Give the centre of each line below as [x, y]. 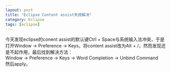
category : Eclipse [25, 19]
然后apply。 [18, 64]
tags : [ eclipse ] [23, 24]
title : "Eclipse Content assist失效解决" [49, 15]
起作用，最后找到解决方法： [43, 52]
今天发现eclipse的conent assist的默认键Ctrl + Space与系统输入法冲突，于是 [85, 39]
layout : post [19, 10]
